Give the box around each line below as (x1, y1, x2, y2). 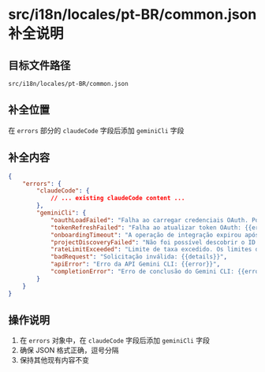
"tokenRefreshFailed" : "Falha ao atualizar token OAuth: (50, 223, 242, 232)
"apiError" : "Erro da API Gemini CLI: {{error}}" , (50, 260, 221, 269)
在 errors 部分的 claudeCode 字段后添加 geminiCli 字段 (8, 125, 185, 135)
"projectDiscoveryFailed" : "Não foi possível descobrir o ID (50, 238, 256, 246)
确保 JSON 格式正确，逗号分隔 (19, 345, 119, 355)
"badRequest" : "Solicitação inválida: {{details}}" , (50, 253, 227, 261)
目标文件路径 (8, 58, 71, 72)
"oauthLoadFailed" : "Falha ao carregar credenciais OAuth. (50, 216, 248, 224)
